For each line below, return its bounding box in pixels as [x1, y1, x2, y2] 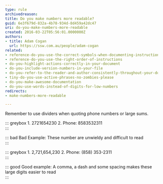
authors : [5, 35, 23, 39]
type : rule [5, 7, 27, 12]
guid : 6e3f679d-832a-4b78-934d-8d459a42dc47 [5, 20, 97, 26]
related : [5, 48, 23, 53]
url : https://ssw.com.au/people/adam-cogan [9, 43, 98, 48]
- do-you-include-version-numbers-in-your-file [5, 66, 103, 71]
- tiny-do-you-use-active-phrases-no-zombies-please [5, 75, 114, 80]
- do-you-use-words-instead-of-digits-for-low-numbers [5, 84, 118, 89]
